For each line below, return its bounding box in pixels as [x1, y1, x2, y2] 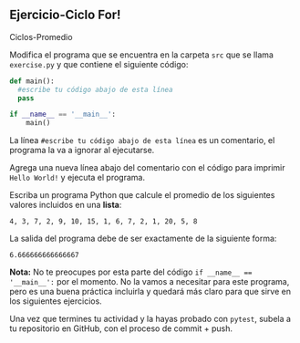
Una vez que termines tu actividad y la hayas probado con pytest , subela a [9, 314, 292, 325]
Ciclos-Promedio [9, 31, 73, 42]
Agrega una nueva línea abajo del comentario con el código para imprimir [9, 162, 285, 173]
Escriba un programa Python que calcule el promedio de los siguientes [9, 190, 275, 201]
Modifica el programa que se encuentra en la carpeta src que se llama [9, 49, 274, 60]
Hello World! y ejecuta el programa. [9, 172, 146, 183]
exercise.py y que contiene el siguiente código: [9, 58, 189, 69]
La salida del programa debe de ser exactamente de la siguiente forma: [9, 233, 277, 244]
